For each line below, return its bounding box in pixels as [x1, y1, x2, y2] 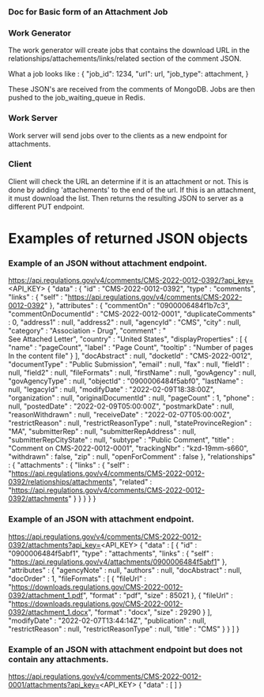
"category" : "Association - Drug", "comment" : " [8, 326, 166, 336]
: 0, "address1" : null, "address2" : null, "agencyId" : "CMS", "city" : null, [8, 318, 241, 327]
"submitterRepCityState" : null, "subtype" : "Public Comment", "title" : [8, 435, 235, 445]
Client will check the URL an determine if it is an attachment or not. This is [8, 176, 249, 186]
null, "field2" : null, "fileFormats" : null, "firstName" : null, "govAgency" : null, [8, 368, 257, 378]
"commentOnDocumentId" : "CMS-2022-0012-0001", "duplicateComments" [8, 309, 256, 318]
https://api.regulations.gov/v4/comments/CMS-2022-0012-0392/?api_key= [8, 276, 255, 285]
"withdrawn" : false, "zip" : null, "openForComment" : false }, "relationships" [8, 452, 256, 462]
